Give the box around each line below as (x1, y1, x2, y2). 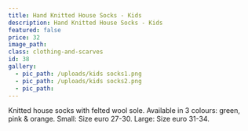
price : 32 (8, 33, 41, 42)
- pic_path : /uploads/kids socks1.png (15, 70, 143, 78)
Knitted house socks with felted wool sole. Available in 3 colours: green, (8, 106, 241, 115)
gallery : (8, 63, 37, 71)
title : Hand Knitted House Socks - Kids (8, 11, 143, 20)
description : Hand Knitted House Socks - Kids (8, 19, 163, 27)
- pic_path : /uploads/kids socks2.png (15, 77, 143, 85)
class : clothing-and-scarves (8, 48, 104, 56)
